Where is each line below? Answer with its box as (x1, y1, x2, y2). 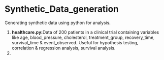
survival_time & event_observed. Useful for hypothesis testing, (11, 39, 139, 45)
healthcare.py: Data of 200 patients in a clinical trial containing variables (11, 29, 159, 35)
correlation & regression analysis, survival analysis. (11, 45, 116, 51)
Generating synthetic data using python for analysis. (4, 20, 111, 26)
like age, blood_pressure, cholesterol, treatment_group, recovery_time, (11, 34, 155, 40)
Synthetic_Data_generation (4, 3, 119, 15)
